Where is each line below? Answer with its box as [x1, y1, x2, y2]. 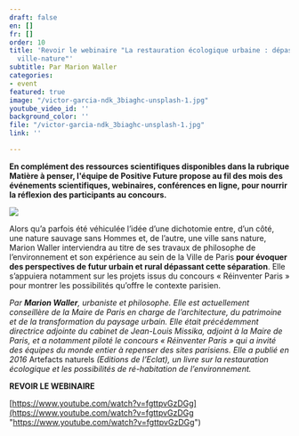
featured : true [9, 87, 66, 96]
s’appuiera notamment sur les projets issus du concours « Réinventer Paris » [9, 270, 290, 281]
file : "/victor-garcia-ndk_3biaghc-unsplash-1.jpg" [9, 121, 205, 130]
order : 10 [9, 37, 46, 47]
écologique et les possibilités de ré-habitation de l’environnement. [9, 363, 252, 374]
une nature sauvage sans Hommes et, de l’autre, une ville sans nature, [9, 232, 267, 243]
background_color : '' [9, 112, 90, 121]
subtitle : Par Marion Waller [9, 63, 117, 72]
